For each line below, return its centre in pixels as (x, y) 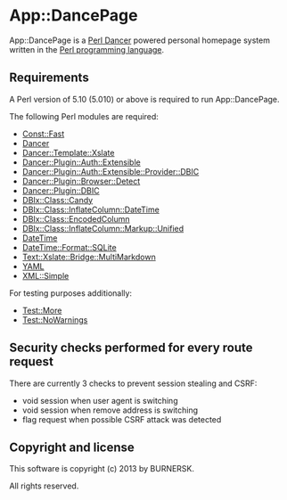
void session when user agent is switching (100, 400)
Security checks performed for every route (131, 348)
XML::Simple (45, 275)
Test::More (42, 310)
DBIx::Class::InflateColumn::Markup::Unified (103, 228)
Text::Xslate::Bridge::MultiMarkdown (89, 257)
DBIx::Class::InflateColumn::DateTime (91, 209)
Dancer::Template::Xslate (68, 152)
